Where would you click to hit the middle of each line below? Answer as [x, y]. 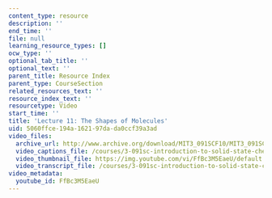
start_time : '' [34, 114]
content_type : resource [49, 16]
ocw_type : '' [30, 53]
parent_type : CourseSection [56, 83]
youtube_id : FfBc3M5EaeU [57, 181]
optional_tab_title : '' [49, 61]
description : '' [36, 23]
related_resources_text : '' [56, 91]
